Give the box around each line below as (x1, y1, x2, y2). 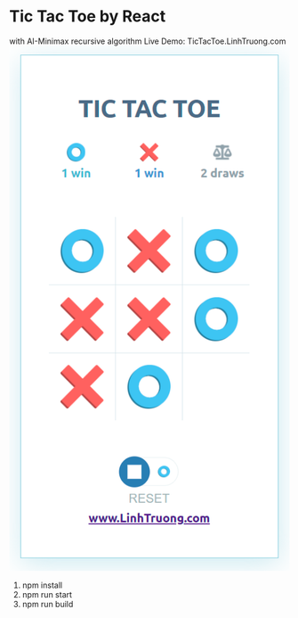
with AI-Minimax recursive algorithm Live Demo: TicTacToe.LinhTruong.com (9, 36, 286, 46)
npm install (21, 580, 63, 590)
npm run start (21, 589, 73, 599)
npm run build (21, 598, 74, 609)
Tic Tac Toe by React (9, 6, 166, 27)
